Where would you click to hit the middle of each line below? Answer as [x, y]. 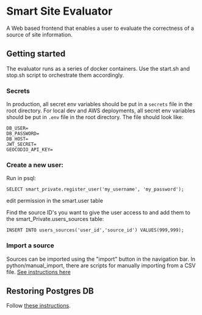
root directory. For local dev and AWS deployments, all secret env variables [101, 110]
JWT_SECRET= [21, 145]
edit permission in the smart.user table [55, 201]
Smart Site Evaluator [60, 11]
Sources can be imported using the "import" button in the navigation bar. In [101, 259]
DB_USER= [17, 129]
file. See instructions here [39, 272]
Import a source [31, 245]
